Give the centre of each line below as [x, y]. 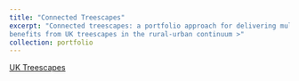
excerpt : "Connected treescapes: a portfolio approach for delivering [143, 26]
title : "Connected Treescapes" [67, 17]
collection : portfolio [51, 42]
